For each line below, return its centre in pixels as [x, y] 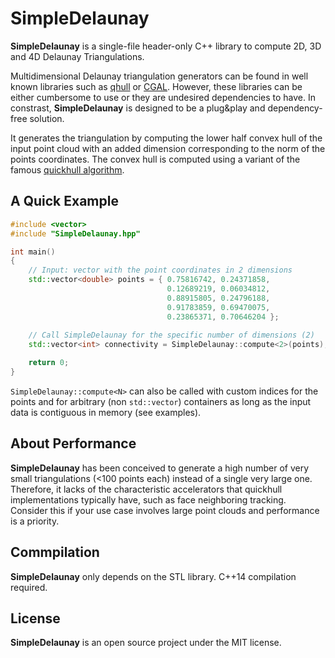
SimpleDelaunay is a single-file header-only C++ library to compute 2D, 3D [166, 46]
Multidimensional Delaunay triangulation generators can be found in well [159, 76]
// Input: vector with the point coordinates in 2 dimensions [160, 270]
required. [29, 587]
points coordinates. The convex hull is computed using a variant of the [155, 159]
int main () [33, 252]
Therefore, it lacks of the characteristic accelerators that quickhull [146, 489]
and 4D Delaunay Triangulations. [77, 56]
